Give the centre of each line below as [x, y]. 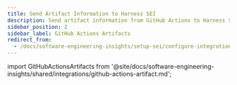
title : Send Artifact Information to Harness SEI [82, 14]
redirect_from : [30, 40]
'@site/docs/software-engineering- [163, 66]
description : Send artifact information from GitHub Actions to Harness [116, 20]
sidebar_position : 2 [38, 27]
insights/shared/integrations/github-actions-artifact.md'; [90, 74]
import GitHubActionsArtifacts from [59, 66]
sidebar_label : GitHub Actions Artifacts [69, 33]
